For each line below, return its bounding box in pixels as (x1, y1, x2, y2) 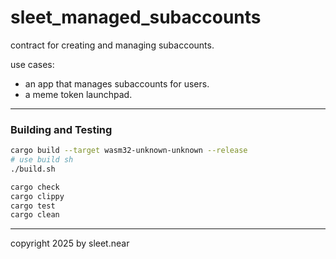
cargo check (10, 182, 60, 192)
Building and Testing (10, 122, 113, 136)
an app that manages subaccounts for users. (24, 77, 210, 90)
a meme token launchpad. (24, 88, 133, 100)
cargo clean (10, 210, 60, 220)
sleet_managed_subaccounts (10, 6, 262, 29)
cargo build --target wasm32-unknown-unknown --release (10, 146, 248, 156)
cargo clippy (10, 191, 65, 201)
